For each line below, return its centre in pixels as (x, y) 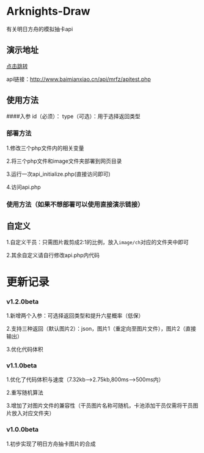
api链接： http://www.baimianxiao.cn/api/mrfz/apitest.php (79, 79)
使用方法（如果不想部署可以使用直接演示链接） (75, 204)
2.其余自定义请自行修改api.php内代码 (53, 255)
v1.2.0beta (23, 301)
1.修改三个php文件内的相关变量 (45, 148)
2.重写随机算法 (25, 392)
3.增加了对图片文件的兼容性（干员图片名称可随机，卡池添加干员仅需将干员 (100, 406)
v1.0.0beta (23, 430)
